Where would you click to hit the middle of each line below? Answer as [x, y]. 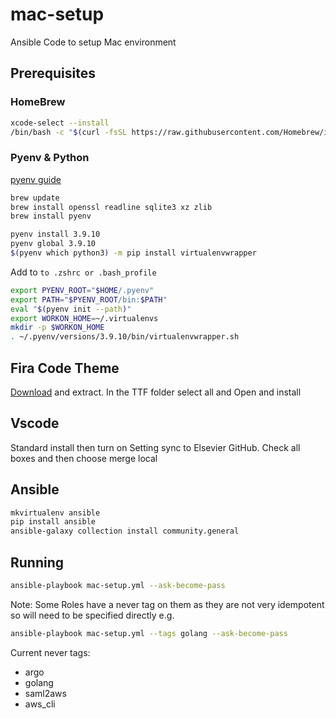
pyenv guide [36, 179]
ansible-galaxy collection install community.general [125, 531]
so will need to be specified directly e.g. [92, 615]
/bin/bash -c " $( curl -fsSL [69, 132]
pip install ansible [53, 522]
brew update [35, 198]
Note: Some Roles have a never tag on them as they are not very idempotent [167, 604]
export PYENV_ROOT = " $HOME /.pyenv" [82, 290]
